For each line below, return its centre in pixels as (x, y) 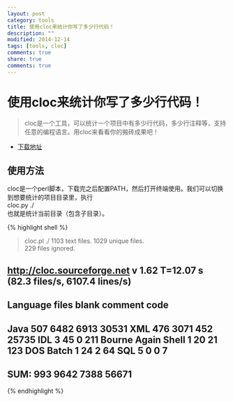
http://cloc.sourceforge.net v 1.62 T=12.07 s (105, 270)
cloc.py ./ (21, 205)
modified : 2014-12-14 (39, 40)
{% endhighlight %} (36, 391)
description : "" (31, 33)
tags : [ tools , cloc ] (37, 46)
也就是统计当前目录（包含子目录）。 (58, 214)
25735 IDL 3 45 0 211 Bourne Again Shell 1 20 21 (112, 340)
